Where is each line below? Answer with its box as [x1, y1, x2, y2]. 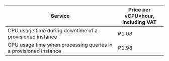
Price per [128, 6, 151, 13]
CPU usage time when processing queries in [8, 42, 113, 48]
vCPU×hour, [124, 12, 155, 19]
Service [51, 12, 70, 19]
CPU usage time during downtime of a [8, 27, 98, 34]
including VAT [122, 19, 157, 25]
